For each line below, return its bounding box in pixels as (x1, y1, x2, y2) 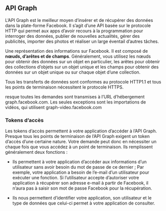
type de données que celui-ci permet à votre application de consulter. (12, 200, 155, 206)
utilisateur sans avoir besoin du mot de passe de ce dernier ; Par (12, 164, 144, 170)
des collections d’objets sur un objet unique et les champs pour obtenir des (5, 64, 159, 70)
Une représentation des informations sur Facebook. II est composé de (5, 48, 148, 54)
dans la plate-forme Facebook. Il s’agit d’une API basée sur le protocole (5, 22, 151, 28)
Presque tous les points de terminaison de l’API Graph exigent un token (5, 133, 150, 139)
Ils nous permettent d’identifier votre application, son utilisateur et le (12, 195, 152, 201)
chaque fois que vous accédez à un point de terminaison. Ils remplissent (5, 144, 153, 150)
